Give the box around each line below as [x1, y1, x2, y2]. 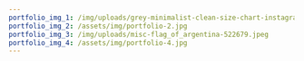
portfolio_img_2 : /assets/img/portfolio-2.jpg [8, 22, 188, 30]
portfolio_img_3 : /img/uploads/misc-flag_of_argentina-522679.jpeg [8, 30, 270, 39]
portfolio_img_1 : [8, 13, 74, 22]
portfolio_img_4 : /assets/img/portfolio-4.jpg [8, 38, 188, 48]
